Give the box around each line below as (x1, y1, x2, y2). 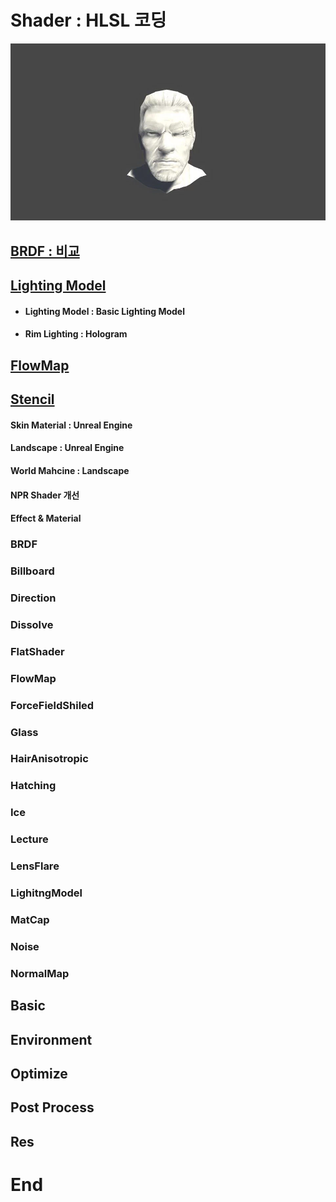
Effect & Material (10, 512, 82, 525)
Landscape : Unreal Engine (10, 442, 125, 454)
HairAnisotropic (10, 752, 89, 766)
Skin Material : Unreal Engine (10, 419, 133, 431)
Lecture (10, 832, 49, 846)
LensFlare (10, 859, 60, 873)
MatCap (10, 912, 50, 926)
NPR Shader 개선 (10, 489, 80, 501)
